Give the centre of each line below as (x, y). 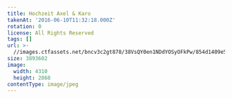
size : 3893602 (28, 59)
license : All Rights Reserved (51, 33)
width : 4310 (31, 71)
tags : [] (20, 39)
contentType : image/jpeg (43, 84)
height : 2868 (32, 78)
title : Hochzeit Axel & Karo (49, 13)
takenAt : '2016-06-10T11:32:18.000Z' (61, 20)
